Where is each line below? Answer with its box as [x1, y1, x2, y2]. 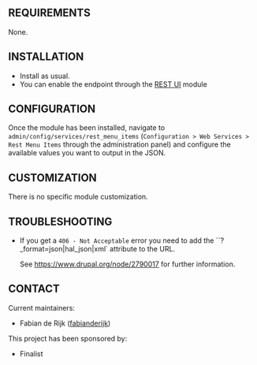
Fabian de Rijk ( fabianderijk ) [19, 318, 111, 328]
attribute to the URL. [110, 244, 176, 254]
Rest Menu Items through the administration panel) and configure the [8, 140, 231, 149]
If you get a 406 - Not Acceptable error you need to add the [19, 236, 214, 245]
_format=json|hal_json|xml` [19, 244, 109, 254]
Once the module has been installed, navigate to [8, 123, 166, 132]
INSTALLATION [8, 50, 84, 64]
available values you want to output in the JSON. [8, 148, 166, 158]
